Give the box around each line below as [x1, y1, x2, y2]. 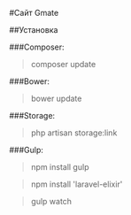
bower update [30, 93, 82, 104]
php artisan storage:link [30, 127, 118, 138]
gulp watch [30, 196, 73, 206]
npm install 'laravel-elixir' [30, 179, 123, 189]
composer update [30, 59, 96, 69]
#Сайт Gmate [9, 8, 59, 18]
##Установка [9, 25, 58, 35]
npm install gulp [30, 162, 89, 172]
